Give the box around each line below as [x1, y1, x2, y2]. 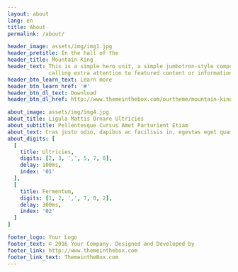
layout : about [7, 10, 50, 18]
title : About [7, 23, 46, 31]
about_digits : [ [7, 135, 55, 142]
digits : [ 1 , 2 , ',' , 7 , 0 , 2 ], [20, 195, 113, 202]
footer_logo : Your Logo [7, 234, 78, 241]
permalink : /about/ [7, 30, 65, 38]
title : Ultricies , [20, 148, 74, 156]
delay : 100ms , [20, 161, 62, 169]
